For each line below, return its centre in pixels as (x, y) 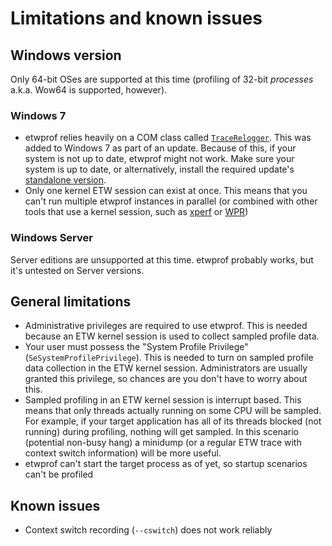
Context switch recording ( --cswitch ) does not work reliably (148, 530)
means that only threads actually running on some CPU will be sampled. (173, 411)
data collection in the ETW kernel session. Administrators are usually (166, 368)
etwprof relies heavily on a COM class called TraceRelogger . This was (168, 138)
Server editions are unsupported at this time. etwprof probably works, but (162, 259)
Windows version (66, 55)
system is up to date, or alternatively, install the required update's (159, 169)
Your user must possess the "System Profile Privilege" (136, 347)
